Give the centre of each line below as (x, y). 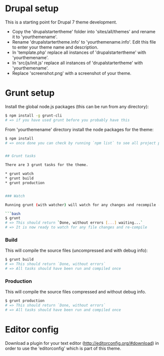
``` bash (13, 214)
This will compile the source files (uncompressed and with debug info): (76, 251)
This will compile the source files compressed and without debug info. (76, 292)
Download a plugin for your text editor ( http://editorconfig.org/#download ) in (82, 343)
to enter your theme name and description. (55, 47)
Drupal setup (32, 9)
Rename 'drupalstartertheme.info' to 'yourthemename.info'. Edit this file (84, 42)
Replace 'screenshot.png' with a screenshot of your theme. (72, 73)
